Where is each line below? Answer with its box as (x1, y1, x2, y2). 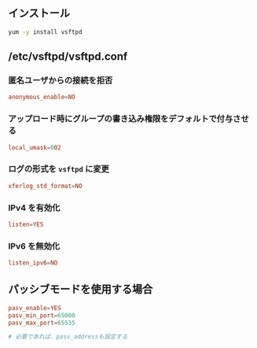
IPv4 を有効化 (8, 202, 61, 213)
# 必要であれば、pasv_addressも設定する (8, 333, 128, 341)
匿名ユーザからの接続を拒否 (8, 75, 113, 86)
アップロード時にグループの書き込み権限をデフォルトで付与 (8, 113, 233, 124)
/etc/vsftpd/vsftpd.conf (8, 50, 128, 64)
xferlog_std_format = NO (8, 182, 83, 190)
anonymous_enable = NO (8, 93, 76, 102)
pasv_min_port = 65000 (8, 311, 76, 320)
